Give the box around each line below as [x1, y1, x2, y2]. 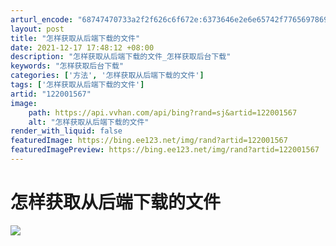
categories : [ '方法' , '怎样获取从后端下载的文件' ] [10, 71, 205, 81]
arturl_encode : [10, 14, 74, 25]
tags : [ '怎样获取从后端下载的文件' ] [10, 80, 145, 90]
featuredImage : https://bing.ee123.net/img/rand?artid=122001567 [10, 136, 288, 146]
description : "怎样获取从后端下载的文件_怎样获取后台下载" [10, 52, 232, 62]
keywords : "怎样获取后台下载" [10, 61, 125, 71]
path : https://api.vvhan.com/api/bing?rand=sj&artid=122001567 [28, 107, 298, 118]
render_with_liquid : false [10, 126, 123, 136]
